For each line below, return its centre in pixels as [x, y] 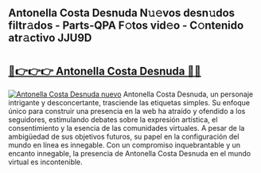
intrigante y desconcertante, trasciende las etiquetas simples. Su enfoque [129, 102]
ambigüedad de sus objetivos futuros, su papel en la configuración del [124, 136]
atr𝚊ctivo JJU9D [50, 38]
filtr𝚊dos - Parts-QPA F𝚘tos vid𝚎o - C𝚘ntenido [126, 26]
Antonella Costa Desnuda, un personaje [188, 94]
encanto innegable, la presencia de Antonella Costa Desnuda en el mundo [130, 153]
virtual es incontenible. [46, 162]
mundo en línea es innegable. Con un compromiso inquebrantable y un [125, 145]
